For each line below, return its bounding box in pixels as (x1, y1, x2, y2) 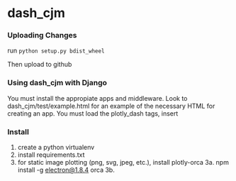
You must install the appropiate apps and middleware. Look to (7, 94, 188, 102)
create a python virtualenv (17, 143, 95, 152)
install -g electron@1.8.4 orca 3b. (17, 165, 115, 175)
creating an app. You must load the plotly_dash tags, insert (7, 109, 179, 118)
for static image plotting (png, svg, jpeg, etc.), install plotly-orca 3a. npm (17, 158, 229, 167)
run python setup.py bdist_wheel (7, 46, 105, 55)
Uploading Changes (7, 31, 77, 40)
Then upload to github (7, 60, 72, 69)
